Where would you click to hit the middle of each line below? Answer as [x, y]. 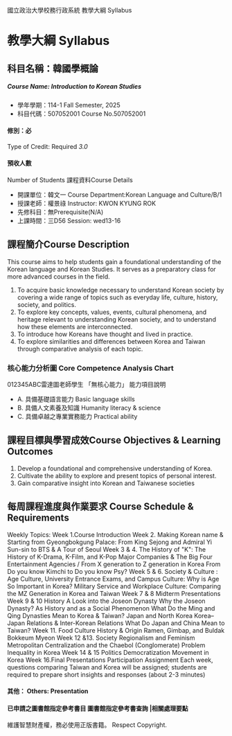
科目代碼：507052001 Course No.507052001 [81, 114]
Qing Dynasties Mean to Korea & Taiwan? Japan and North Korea [100, 615]
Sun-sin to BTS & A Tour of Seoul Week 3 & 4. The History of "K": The [107, 549]
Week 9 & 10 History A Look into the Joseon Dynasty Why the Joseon [106, 601]
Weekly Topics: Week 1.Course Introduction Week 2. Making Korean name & [115, 534]
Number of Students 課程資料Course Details [70, 179]
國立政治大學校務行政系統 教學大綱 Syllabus [70, 10]
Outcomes [30, 452]
